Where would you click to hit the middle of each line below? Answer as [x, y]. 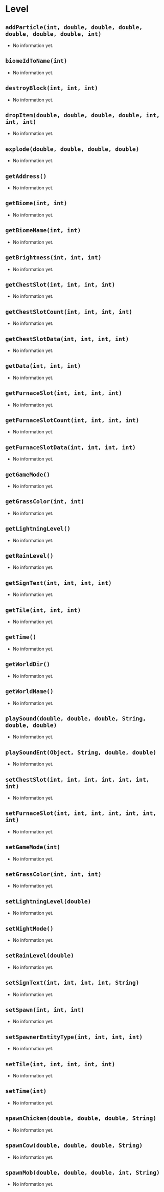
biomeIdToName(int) [36, 61]
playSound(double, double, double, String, [76, 718]
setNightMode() [29, 928]
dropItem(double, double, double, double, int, [83, 115]
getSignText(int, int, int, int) [59, 583]
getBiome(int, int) [36, 203]
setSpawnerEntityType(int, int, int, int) [74, 1037]
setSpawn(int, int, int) [45, 1010]
